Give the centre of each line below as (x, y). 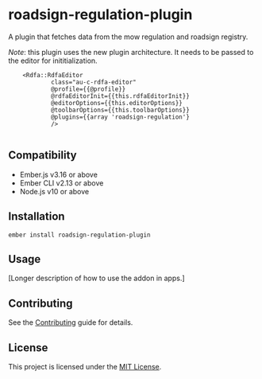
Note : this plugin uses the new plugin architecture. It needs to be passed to (131, 52)
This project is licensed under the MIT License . (85, 367)
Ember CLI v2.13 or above (62, 183)
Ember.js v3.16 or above (58, 174)
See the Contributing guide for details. (71, 322)
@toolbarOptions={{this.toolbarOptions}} (120, 110)
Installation (37, 217)
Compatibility (42, 156)
